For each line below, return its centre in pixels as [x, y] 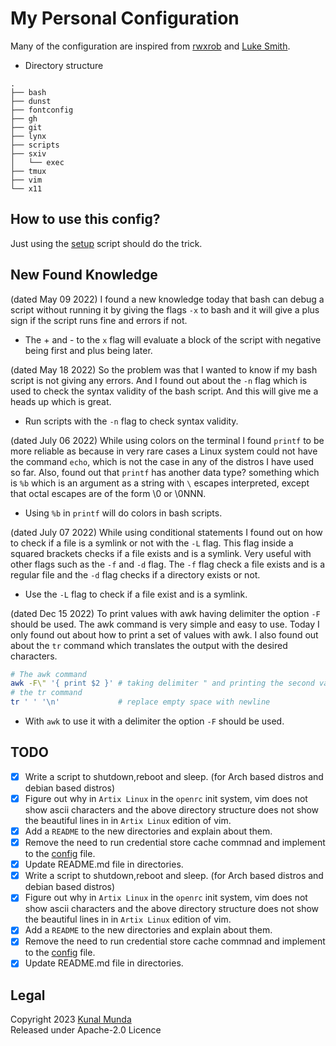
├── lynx [28, 136]
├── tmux [28, 171]
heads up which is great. [61, 401]
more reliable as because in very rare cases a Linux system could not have [164, 451]
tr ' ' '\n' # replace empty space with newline [140, 702]
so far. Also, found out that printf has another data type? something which [165, 472]
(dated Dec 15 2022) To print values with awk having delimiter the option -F [165, 613]
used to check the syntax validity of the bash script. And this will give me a [164, 391]
